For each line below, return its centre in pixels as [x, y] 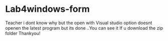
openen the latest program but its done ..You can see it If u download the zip [84, 28]
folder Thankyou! [23, 33]
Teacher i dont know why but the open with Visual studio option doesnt [79, 23]
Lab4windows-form [48, 9]
